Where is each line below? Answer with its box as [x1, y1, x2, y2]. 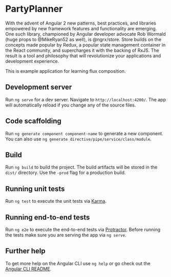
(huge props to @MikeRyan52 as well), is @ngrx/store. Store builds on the [5, 36, 162, 42]
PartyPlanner [5, 3, 63, 15]
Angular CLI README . [5, 266, 52, 272]
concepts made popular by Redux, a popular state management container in [5, 41, 166, 48]
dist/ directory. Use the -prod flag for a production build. [5, 169, 126, 176]
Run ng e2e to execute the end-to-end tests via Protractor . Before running [5, 226, 161, 232]
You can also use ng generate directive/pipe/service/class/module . [5, 136, 152, 142]
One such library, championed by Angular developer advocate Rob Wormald [5, 31, 166, 37]
